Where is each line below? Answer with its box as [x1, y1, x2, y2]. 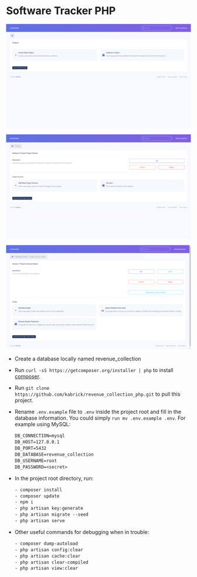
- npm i [14, 499, 33, 505]
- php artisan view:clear [14, 565, 78, 572]
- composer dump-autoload [14, 540, 78, 546]
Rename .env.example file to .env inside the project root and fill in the [14, 408, 182, 416]
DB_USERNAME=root [14, 457, 57, 463]
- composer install [14, 487, 63, 493]
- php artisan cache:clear [14, 553, 81, 559]
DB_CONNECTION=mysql [14, 433, 65, 439]
